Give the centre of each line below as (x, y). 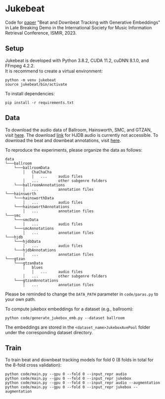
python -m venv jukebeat (31, 80)
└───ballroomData (32, 168)
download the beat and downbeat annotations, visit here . (63, 140)
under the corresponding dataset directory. (49, 332)
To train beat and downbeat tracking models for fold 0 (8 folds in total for (79, 360)
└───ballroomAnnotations (40, 185)
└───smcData (26, 220)
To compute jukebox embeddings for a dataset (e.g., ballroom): (69, 309)
